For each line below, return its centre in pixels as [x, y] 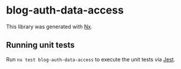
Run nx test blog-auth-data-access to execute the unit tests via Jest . [91, 59]
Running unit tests [40, 45]
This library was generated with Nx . [49, 27]
